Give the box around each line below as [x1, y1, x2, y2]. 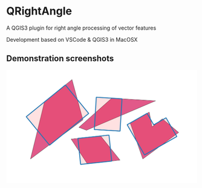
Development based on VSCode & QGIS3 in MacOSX [6, 36, 138, 43]
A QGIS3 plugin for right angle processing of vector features [6, 24, 157, 31]
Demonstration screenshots [6, 53, 114, 64]
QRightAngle [6, 4, 73, 18]
